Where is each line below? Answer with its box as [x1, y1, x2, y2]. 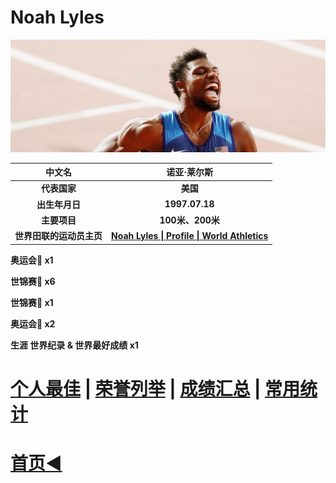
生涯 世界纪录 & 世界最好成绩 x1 [10, 339, 139, 351]
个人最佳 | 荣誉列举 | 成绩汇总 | [10, 377, 262, 400]
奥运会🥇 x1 [10, 254, 54, 266]
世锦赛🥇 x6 [10, 275, 56, 287]
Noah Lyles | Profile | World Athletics [111, 229, 269, 241]
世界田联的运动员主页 [14, 230, 103, 242]
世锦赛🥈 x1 [10, 296, 54, 308]
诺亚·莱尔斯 [166, 166, 213, 178]
